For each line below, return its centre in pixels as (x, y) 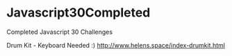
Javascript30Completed (78, 13)
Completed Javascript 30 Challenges (59, 32)
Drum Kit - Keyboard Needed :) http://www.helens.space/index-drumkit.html (116, 45)
